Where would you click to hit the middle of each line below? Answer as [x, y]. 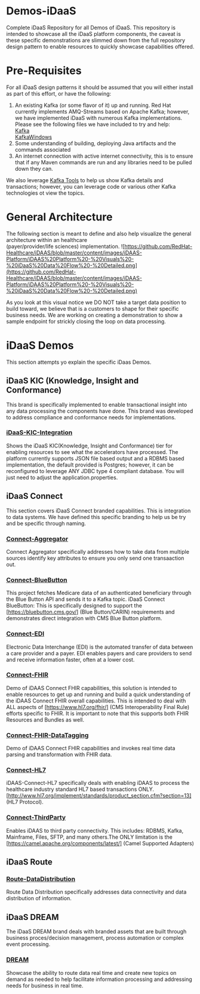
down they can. [34, 168]
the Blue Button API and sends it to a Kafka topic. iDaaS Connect [86, 599]
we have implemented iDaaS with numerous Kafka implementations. [99, 118]
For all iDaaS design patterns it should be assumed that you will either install [100, 87]
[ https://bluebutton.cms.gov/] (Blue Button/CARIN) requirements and [90, 612]
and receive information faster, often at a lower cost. [70, 659]
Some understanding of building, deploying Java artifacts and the [95, 143]
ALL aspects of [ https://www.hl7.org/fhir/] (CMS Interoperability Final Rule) [98, 707]
